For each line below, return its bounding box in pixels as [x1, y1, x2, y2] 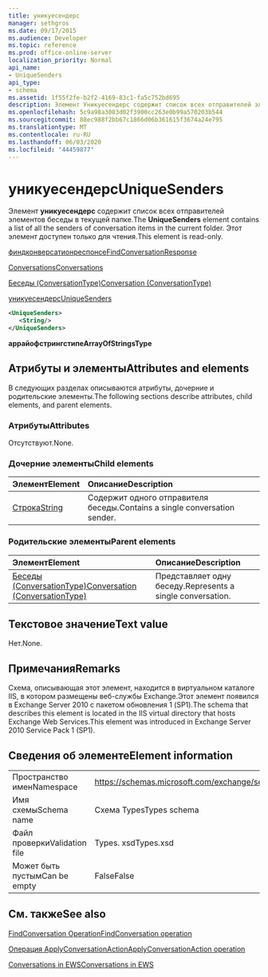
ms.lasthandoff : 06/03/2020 [8, 138, 102, 146]
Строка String [12, 502, 64, 513]
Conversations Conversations [8, 263, 104, 273]
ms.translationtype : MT [8, 123, 88, 131]
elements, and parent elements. [8, 400, 112, 409]
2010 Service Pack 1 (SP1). [8, 725, 96, 736]
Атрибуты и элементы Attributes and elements [8, 361, 250, 376]
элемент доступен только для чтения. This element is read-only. [8, 232, 223, 241]
